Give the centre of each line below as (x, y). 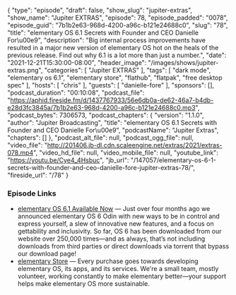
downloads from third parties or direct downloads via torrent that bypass (123, 246)
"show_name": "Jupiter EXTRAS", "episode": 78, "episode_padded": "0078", (118, 18)
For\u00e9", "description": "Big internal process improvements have (107, 40)
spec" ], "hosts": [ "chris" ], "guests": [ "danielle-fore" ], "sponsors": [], (111, 85)
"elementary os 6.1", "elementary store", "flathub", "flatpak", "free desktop (115, 78)
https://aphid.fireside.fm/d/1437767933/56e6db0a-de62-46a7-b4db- (112, 100)
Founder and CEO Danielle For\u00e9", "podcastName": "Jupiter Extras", (113, 130)
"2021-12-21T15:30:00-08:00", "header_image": (77, 62)
